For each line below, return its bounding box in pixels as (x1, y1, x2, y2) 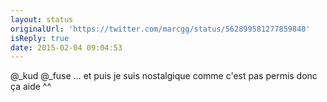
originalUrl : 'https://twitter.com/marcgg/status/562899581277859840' (10, 24, 311, 34)
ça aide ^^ (10, 81, 52, 93)
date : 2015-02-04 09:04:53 (10, 42, 123, 53)
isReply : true (10, 33, 70, 43)
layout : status (10, 14, 74, 25)
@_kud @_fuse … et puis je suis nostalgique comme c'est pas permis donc (10, 70, 318, 82)
